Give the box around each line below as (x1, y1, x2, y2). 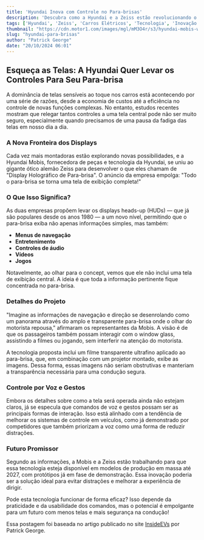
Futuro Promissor (6, 444, 59, 453)
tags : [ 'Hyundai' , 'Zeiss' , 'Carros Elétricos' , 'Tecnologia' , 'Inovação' (6, 20, 200, 26)
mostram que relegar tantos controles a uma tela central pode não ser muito (6, 110, 197, 117)
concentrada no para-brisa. (6, 282, 75, 289)
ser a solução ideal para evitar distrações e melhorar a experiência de (6, 477, 181, 485)
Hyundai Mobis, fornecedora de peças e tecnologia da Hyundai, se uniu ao (6, 159, 194, 166)
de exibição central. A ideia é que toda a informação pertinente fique (6, 276, 178, 283)
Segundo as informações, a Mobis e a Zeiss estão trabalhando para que (6, 458, 186, 465)
